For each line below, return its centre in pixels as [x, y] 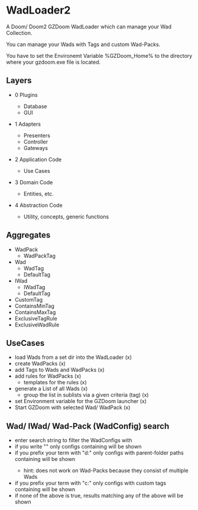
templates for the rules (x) [55, 382]
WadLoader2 [38, 10]
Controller [36, 142]
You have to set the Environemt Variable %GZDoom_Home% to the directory [99, 55]
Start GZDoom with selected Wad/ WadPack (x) [72, 407]
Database [35, 106]
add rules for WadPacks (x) [48, 376]
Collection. [19, 32]
